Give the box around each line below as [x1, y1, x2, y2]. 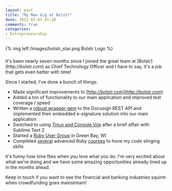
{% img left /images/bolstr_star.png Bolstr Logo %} [5, 46, 113, 51]
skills [12, 143, 24, 149]
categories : [5, 27, 31, 32]
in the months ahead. [5, 164, 50, 170]
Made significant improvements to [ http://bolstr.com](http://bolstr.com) [12, 89, 163, 95]
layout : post [5, 7, 33, 13]
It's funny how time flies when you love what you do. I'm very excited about [5, 154, 165, 159]
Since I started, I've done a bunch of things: [5, 79, 98, 85]
